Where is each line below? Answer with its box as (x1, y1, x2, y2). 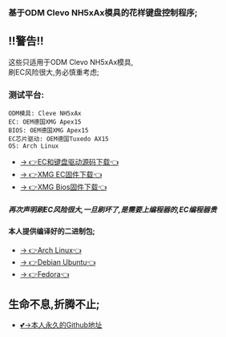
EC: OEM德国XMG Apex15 (8, 118, 82, 126)
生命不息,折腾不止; (8, 298, 100, 311)
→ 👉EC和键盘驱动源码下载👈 (19, 157, 119, 167)
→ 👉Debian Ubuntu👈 (19, 257, 96, 266)
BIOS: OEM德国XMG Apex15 (8, 127, 89, 135)
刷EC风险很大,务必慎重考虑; (8, 67, 99, 77)
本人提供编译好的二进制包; (8, 226, 95, 236)
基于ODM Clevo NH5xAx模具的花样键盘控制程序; (8, 6, 198, 18)
